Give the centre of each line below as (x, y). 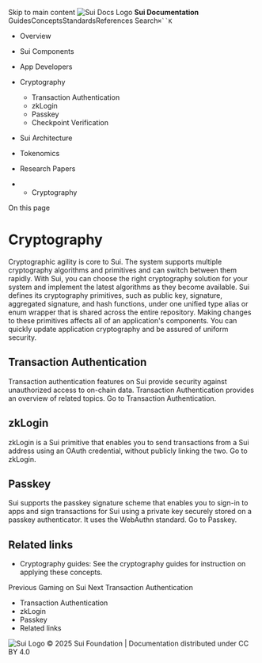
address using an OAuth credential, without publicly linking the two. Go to (128, 451)
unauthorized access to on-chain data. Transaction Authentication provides (131, 390)
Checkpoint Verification (70, 122)
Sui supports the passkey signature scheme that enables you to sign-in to (128, 503)
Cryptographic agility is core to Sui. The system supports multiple (115, 261)
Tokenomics (40, 153)
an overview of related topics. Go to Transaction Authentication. (112, 398)
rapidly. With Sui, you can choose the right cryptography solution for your (128, 278)
